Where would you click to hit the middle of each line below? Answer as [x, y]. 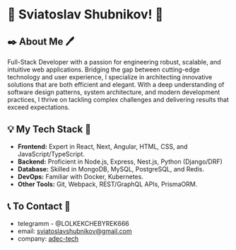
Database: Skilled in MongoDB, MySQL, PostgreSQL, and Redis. [111, 169]
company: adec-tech [48, 238]
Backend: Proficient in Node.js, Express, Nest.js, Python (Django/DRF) [120, 161]
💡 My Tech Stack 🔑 [49, 129]
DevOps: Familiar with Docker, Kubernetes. [80, 176]
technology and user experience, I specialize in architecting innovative [110, 77]
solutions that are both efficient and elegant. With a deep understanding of [116, 85]
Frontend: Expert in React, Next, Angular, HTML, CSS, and [102, 146]
